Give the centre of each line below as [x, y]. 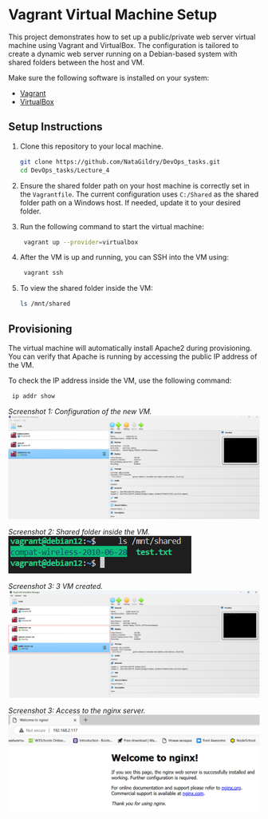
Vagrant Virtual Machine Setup [113, 15]
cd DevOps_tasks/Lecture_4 [65, 170]
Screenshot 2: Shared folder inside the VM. [79, 532]
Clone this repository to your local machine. [91, 146]
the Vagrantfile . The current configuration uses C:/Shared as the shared [139, 194]
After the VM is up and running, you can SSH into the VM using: [124, 257]
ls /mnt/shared [45, 304]
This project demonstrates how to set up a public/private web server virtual [132, 37]
